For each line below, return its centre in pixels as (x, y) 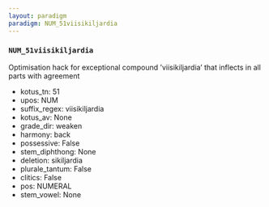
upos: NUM (39, 100)
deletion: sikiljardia (51, 160)
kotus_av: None (46, 117)
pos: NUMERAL (46, 186)
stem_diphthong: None (58, 151)
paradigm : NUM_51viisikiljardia (63, 23)
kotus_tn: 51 (40, 91)
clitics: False (41, 177)
